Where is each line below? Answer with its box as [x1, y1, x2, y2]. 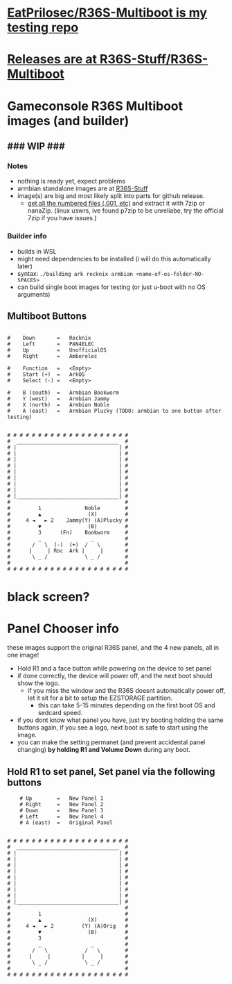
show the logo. [17, 679, 60, 687]
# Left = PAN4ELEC [7, 341, 95, 348]
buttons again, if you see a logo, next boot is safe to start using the [17, 723, 208, 732]
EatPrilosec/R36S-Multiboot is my [7, 5, 208, 21]
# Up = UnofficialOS [7, 347, 107, 354]
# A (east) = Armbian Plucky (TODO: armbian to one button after [7, 408, 222, 415]
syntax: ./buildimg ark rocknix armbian [17, 269, 134, 277]
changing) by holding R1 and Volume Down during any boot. [17, 746, 190, 754]
